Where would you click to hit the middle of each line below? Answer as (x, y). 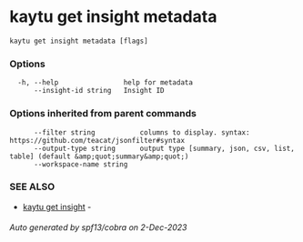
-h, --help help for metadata (106, 83)
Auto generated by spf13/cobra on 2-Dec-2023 (98, 227)
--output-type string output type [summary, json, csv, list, (164, 148)
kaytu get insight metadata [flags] (79, 41)
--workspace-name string (81, 164)
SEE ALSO (32, 187)
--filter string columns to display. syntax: (141, 132)
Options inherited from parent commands (103, 114)
